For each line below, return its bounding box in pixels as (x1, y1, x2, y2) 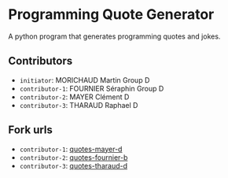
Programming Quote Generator (8, 6, 215, 24)
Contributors (8, 54, 73, 68)
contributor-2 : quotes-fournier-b (19, 152, 128, 162)
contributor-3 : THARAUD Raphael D (19, 100, 138, 109)
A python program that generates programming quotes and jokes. (8, 32, 221, 41)
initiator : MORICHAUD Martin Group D (19, 75, 150, 84)
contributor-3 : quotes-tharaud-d (19, 161, 128, 170)
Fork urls (8, 124, 53, 137)
